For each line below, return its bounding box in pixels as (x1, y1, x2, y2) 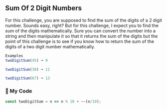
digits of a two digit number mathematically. (5, 43, 95, 49)
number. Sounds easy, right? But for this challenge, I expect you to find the (5, 22, 159, 28)
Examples (5, 53, 23, 58)
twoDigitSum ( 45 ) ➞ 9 (5, 58, 48, 63)
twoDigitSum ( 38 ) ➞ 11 (5, 67, 50, 72)
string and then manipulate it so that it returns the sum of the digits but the (5, 33, 158, 39)
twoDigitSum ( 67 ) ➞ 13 (5, 76, 50, 81)
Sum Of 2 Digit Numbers (5, 4, 82, 12)
